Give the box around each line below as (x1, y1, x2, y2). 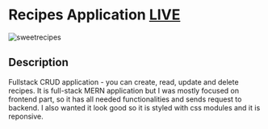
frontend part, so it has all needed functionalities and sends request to (8, 94, 242, 104)
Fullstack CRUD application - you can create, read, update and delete (8, 77, 240, 86)
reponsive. (8, 111, 44, 121)
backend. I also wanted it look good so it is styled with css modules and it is (8, 102, 261, 112)
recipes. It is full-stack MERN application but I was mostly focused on (8, 85, 240, 95)
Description (8, 56, 69, 69)
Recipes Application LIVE (8, 6, 181, 24)
